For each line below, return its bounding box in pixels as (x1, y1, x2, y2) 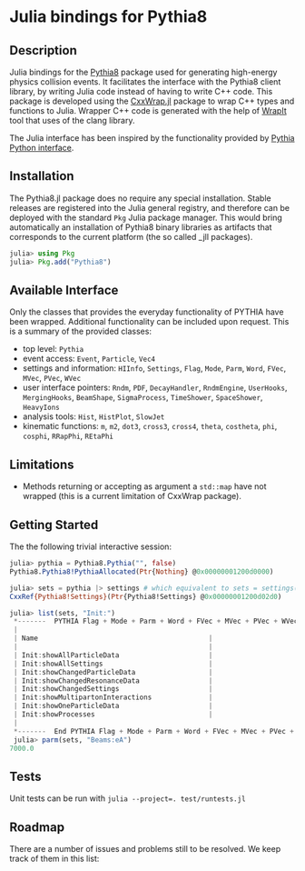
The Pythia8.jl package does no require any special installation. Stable (9, 193, 271, 204)
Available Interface (9, 282, 119, 297)
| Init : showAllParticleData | (13, 650, 213, 660)
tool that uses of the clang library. (9, 115, 135, 125)
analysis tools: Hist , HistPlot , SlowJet (22, 411, 165, 422)
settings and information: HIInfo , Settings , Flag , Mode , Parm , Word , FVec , (22, 363, 287, 374)
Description (9, 43, 77, 58)
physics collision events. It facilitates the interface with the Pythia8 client (9, 76, 281, 87)
